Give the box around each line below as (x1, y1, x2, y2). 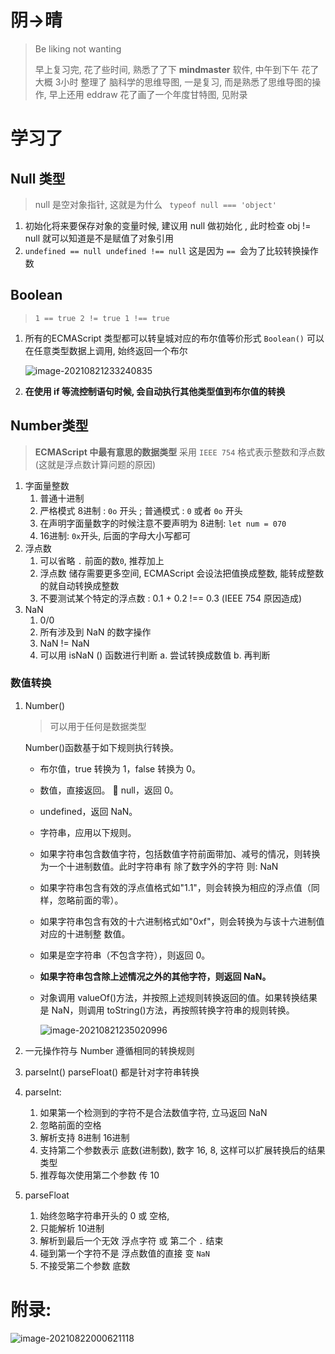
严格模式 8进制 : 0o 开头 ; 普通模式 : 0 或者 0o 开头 (39, 504, 243, 516)
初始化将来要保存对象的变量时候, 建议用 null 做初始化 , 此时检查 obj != (24, 219, 312, 231)
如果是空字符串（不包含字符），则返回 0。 (39, 949, 211, 961)
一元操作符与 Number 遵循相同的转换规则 (24, 1044, 195, 1056)
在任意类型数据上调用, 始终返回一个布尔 (24, 344, 188, 356)
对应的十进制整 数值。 (39, 927, 131, 940)
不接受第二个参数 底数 (39, 1259, 131, 1271)
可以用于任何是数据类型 (49, 720, 147, 732)
